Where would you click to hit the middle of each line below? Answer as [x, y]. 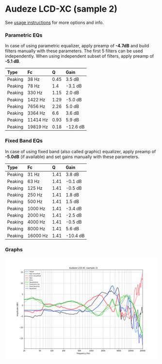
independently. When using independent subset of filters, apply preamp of [80, 56]
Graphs [14, 249]
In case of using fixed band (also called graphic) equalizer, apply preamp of [81, 151]
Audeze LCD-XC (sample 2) [61, 9]
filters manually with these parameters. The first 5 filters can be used [74, 51]
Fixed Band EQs [24, 141]
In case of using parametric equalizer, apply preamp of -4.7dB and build [77, 46]
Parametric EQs [24, 35]
